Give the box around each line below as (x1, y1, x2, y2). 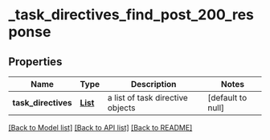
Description (130, 79, 177, 89)
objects (107, 102, 136, 113)
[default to (207, 93, 247, 103)
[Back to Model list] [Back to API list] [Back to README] (8, 123, 193, 132)
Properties (8, 55, 63, 68)
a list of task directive (107, 93, 189, 103)
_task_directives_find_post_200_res (8, 6, 255, 24)
